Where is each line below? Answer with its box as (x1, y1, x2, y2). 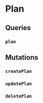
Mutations (5, 53, 38, 62)
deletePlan (5, 93, 32, 99)
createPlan (5, 68, 32, 74)
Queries (5, 23, 31, 32)
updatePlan (5, 81, 32, 87)
